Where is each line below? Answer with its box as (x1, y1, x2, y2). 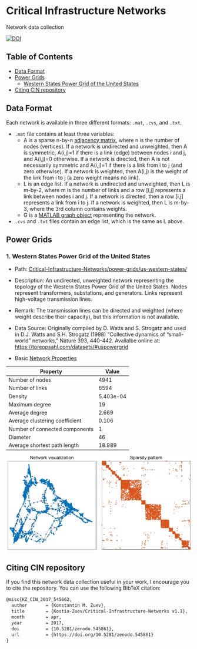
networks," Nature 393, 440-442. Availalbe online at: (32, 337, 161, 344)
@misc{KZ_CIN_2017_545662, (6, 597, 72, 603)
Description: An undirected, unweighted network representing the (14, 277, 174, 284)
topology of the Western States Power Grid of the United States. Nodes (14, 283, 188, 290)
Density (8, 392, 28, 400)
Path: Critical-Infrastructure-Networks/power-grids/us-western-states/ (14, 265, 187, 273)
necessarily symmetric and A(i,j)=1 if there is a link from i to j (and (23, 162, 182, 169)
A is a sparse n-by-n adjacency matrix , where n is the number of (23, 136, 180, 143)
